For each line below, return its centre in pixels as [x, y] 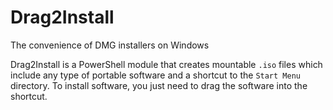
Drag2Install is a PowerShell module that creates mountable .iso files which [166, 64]
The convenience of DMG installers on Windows [110, 45]
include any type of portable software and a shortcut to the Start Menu [155, 75]
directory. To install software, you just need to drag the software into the [159, 85]
